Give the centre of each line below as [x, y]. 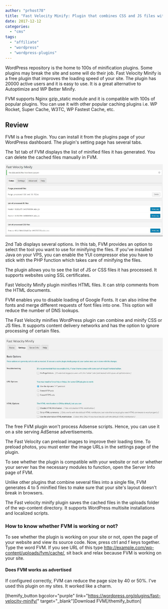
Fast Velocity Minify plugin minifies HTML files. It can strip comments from [82, 285]
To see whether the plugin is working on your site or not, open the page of [82, 537]
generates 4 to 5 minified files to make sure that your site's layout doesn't [81, 487]
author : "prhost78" [25, 11]
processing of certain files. [33, 331]
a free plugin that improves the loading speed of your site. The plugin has [81, 78]
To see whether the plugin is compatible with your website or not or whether [84, 462]
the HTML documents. [28, 290]
